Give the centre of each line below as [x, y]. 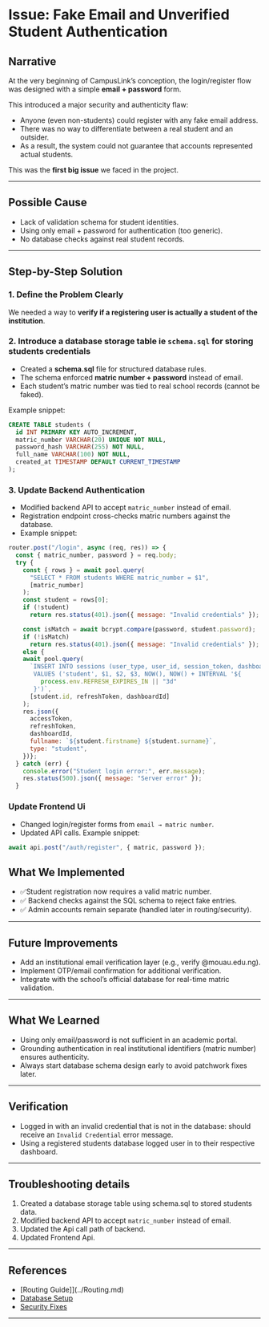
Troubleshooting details [69, 1185]
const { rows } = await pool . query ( [84, 570]
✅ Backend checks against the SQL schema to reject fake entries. [128, 901]
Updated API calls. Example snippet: [80, 833]
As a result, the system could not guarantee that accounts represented [137, 146]
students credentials [49, 351]
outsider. [34, 137]
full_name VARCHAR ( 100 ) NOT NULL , [73, 455]
